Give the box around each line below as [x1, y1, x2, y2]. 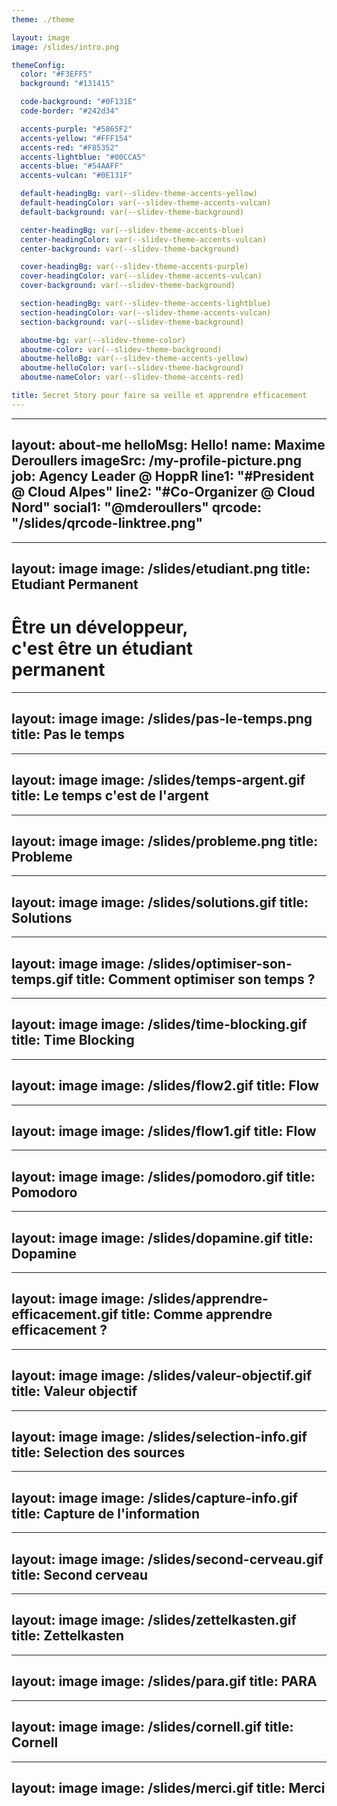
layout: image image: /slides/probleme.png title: [11, 832, 319, 850]
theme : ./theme [11, 14, 75, 25]
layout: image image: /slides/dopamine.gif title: [11, 1229, 314, 1246]
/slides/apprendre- [147, 1291, 269, 1308]
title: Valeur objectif [11, 1383, 138, 1400]
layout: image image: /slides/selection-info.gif [11, 1429, 308, 1446]
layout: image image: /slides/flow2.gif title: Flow [11, 1077, 319, 1095]
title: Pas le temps [11, 726, 125, 743]
